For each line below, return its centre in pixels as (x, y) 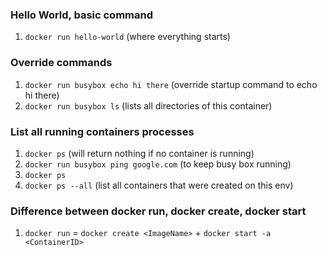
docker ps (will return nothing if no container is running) (139, 153)
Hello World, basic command (82, 15)
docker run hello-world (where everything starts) (127, 37)
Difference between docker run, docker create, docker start (158, 211)
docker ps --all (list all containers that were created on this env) (159, 185)
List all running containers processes (102, 131)
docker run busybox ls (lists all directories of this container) (148, 105)
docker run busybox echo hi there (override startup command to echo (171, 84)
